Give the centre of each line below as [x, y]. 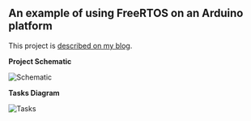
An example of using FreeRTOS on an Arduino [126, 13]
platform [30, 26]
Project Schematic [40, 61]
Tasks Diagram [34, 93]
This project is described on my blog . [70, 45]
